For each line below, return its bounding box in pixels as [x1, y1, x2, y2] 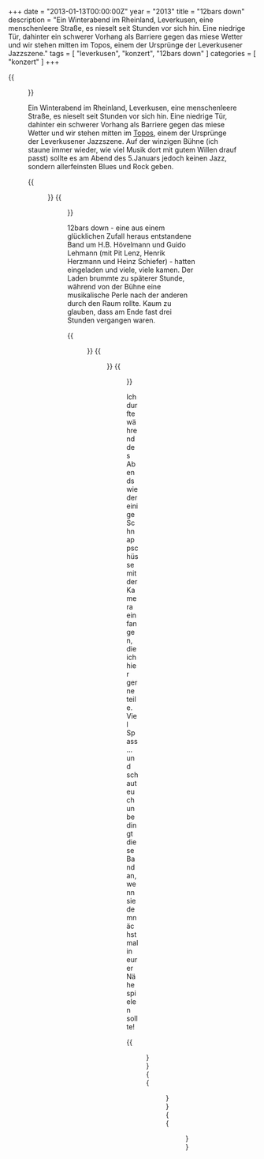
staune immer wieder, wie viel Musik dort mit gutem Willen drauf [28, 145, 237, 154]
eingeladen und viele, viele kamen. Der [67, 265, 194, 274]
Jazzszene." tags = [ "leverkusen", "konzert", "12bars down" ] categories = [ [8, 49, 256, 58]
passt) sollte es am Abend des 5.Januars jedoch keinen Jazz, [28, 153, 227, 163]
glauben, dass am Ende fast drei [67, 308, 172, 316]
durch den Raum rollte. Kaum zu [67, 299, 172, 308]
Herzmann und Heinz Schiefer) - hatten [67, 257, 195, 266]
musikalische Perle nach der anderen [67, 290, 188, 300]
